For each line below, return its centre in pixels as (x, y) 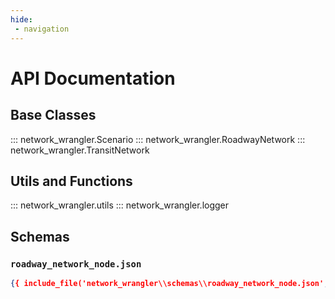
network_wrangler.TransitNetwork (80, 150)
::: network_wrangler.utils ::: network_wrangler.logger (120, 205)
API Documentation (93, 78)
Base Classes (53, 115)
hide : (21, 19)
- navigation (42, 29)
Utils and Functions (71, 181)
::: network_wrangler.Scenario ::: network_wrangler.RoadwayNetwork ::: (158, 139)
